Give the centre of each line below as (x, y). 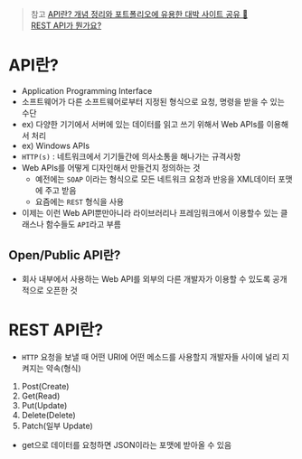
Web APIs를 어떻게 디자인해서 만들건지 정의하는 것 (111, 167)
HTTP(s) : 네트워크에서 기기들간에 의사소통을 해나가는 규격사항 (131, 156)
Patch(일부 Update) (57, 426)
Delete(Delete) (48, 415)
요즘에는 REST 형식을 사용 (79, 201)
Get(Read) (41, 396)
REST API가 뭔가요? (66, 25)
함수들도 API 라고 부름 (83, 224)
